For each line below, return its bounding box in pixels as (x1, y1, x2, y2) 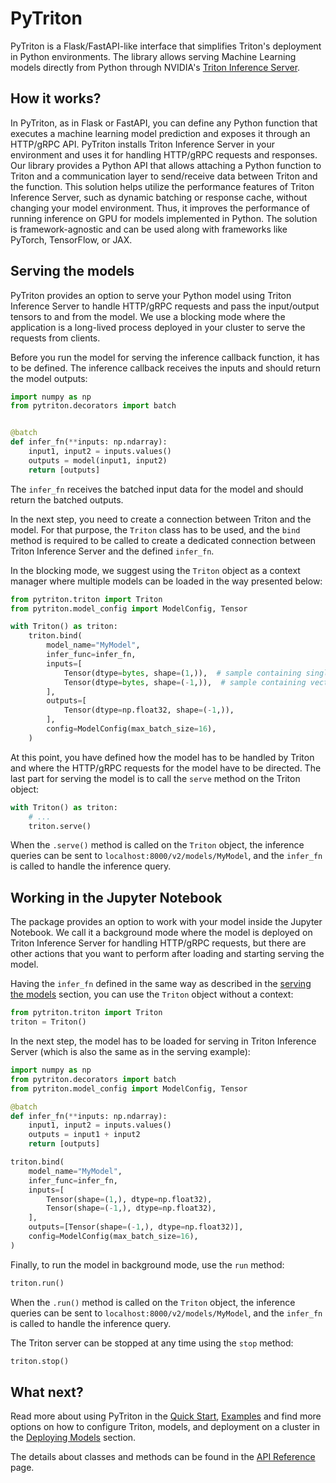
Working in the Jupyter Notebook (10, 889, 223, 906)
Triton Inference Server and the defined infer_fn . (10, 545, 215, 557)
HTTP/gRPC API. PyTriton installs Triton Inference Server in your (10, 138, 275, 150)
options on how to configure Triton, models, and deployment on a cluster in (10, 1421, 321, 1433)
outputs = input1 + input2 (28, 1130, 141, 1140)
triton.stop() (10, 1356, 70, 1366)
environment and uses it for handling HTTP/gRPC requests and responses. (10, 148, 318, 161)
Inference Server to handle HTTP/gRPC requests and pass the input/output (10, 300, 320, 312)
